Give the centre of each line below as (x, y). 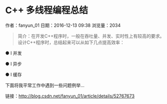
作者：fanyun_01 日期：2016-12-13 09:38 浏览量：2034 (63, 25)
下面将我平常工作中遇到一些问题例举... (45, 85)
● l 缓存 (14, 74)
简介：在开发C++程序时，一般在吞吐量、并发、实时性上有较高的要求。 (91, 36)
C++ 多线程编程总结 (47, 10)
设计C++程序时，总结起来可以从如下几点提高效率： (71, 42)
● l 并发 (14, 53)
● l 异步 (14, 64)
